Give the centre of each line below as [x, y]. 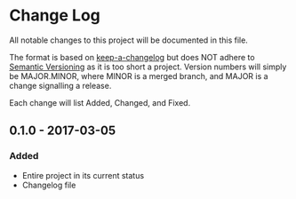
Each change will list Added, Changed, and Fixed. [100, 102]
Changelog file [49, 185]
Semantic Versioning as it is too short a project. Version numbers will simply [148, 67]
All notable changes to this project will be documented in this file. [129, 40]
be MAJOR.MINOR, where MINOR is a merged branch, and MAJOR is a [139, 76]
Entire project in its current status [83, 175]
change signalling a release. [60, 85]
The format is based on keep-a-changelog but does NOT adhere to [132, 57]
